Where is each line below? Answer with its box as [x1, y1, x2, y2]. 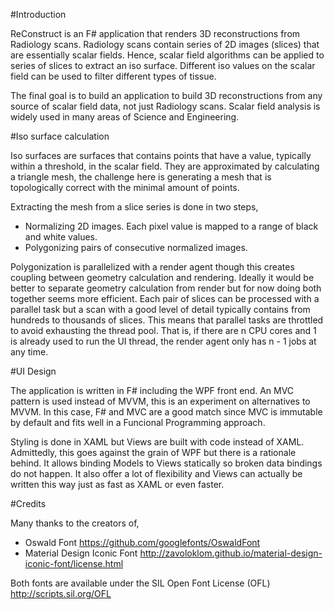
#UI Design [10, 365, 57, 377]
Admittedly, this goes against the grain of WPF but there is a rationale [10, 447, 297, 458]
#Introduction [10, 9, 67, 20]
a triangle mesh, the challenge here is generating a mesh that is [10, 171, 272, 183]
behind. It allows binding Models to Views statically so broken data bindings [10, 457, 323, 469]
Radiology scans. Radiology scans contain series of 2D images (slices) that [10, 39, 320, 50]
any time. [10, 346, 49, 358]
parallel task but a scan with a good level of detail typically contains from [10, 304, 311, 315]
